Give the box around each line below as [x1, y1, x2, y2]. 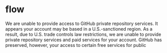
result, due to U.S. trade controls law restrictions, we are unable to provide [5, 31, 161, 37]
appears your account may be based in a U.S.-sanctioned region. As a [5, 25, 153, 32]
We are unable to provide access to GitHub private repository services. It [5, 20, 158, 26]
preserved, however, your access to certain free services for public [5, 42, 147, 48]
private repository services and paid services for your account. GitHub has [5, 37, 162, 43]
